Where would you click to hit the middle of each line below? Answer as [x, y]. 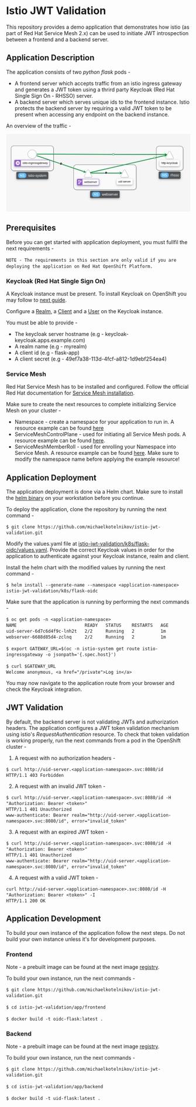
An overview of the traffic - [39, 126]
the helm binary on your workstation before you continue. [75, 498]
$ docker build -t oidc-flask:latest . [55, 1019]
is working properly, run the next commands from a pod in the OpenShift [94, 740]
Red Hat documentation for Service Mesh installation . [70, 393]
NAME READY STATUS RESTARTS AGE [87, 626]
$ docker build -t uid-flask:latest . [53, 1099]
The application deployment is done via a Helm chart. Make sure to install [94, 492]
